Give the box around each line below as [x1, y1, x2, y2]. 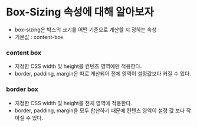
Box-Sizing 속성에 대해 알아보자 [6, 5, 155, 19]
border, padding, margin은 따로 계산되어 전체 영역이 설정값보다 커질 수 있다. [14, 70, 192, 77]
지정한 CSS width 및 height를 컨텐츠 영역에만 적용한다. [14, 63, 142, 70]
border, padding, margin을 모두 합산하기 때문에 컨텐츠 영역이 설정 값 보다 [14, 107, 185, 114]
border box [6, 85, 38, 93]
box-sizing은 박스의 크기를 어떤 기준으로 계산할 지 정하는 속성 [14, 26, 157, 33]
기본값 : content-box [14, 33, 64, 40]
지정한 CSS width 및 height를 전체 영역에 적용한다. [14, 99, 133, 106]
